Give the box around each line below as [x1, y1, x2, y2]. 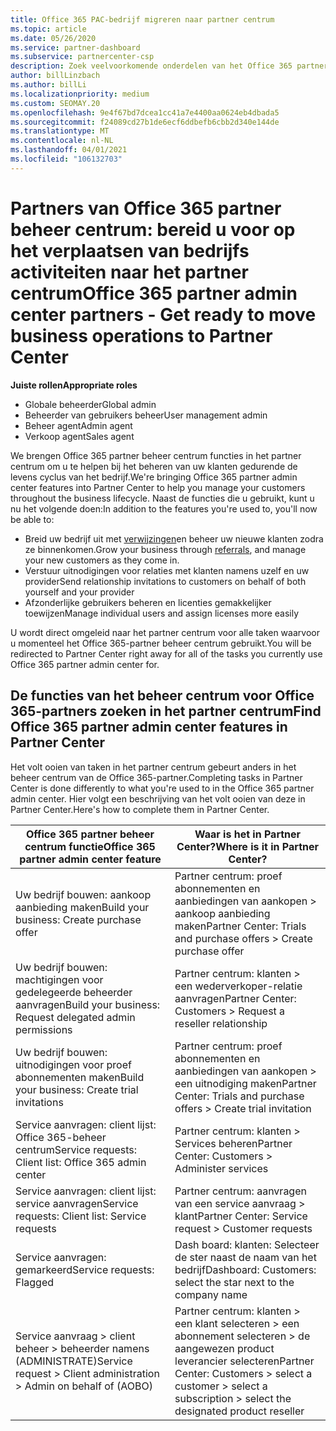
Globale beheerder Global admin [24, 398, 157, 410]
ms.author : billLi [10, 80, 87, 90]
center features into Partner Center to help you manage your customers [10, 481, 306, 493]
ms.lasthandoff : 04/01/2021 [10, 145, 128, 155]
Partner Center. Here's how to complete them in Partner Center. [10, 803, 270, 815]
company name [174, 1287, 248, 1301]
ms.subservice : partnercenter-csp [10, 52, 155, 62]
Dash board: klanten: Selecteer [174, 1237, 320, 1251]
